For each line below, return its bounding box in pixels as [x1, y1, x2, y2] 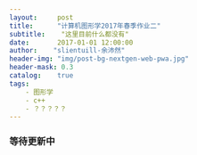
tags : [9, 79, 29, 88]
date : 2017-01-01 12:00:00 [9, 37, 134, 47]
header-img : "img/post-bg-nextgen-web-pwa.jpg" [9, 54, 190, 63]
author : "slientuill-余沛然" [9, 46, 126, 55]
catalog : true [9, 71, 74, 80]
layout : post [9, 12, 74, 22]
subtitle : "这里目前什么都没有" [9, 29, 129, 38]
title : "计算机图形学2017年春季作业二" [9, 21, 161, 30]
